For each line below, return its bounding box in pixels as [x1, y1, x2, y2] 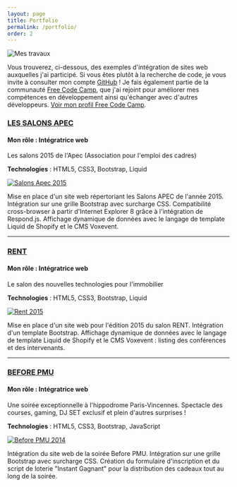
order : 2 [7, 30, 33, 37]
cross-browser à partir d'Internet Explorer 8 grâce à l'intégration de [7, 208, 203, 216]
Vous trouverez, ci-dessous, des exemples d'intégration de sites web [7, 63, 208, 71]
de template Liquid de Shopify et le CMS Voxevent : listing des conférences [7, 336, 226, 344]
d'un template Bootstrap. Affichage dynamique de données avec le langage [7, 328, 227, 337]
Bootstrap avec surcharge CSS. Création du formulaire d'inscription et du [7, 457, 220, 465]
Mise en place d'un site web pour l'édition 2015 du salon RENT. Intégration [7, 320, 224, 329]
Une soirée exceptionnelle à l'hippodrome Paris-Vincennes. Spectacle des [7, 400, 224, 409]
